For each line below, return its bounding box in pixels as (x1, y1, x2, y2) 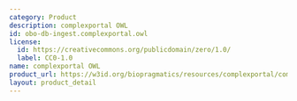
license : (9, 37, 42, 47)
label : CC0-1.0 (17, 54, 73, 62)
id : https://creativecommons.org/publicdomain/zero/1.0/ (17, 46, 232, 54)
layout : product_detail (9, 78, 97, 87)
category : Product (9, 12, 77, 22)
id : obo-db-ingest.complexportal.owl (9, 29, 148, 38)
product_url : (9, 70, 57, 79)
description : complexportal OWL (9, 21, 128, 30)
